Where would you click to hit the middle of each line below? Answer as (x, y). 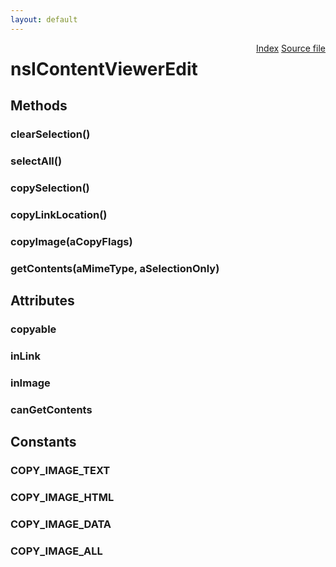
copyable (33, 329)
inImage (30, 383)
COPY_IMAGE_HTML (62, 498)
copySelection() (50, 188)
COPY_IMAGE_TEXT (60, 471)
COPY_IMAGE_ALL (56, 551)
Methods (39, 106)
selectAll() (36, 161)
